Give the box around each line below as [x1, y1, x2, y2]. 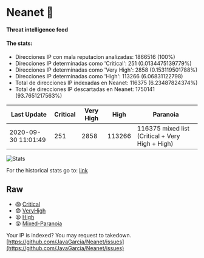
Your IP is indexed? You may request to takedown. [6, 231, 132, 239]
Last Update [11, 110, 47, 118]
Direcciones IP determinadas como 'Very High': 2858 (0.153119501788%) [15, 66, 198, 73]
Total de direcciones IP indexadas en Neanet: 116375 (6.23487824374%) [15, 79, 198, 86]
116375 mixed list [137, 124, 190, 132]
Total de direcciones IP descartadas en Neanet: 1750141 [15, 85, 155, 93]
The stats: [6, 39, 33, 47]
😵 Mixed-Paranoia [15, 220, 63, 227]
